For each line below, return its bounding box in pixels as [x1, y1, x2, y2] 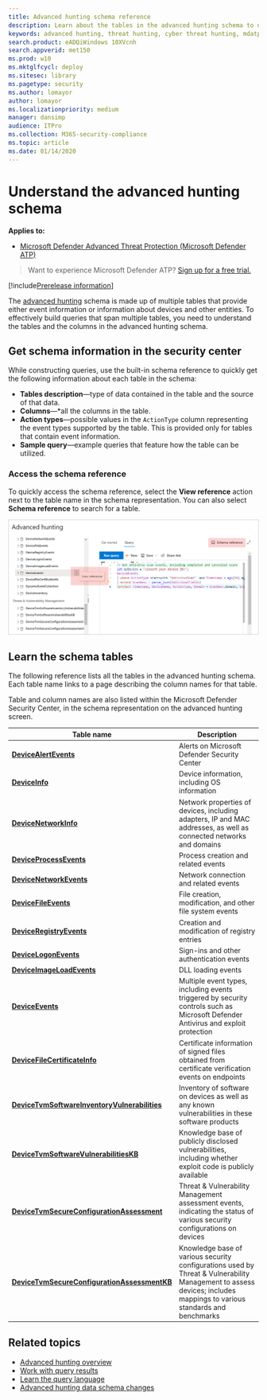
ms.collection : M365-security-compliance [8, 131, 148, 139]
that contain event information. [19, 432, 121, 441]
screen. [8, 712, 33, 722]
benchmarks [178, 1311, 220, 1320]
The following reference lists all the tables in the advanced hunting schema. [8, 671, 256, 681]
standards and [178, 1302, 226, 1312]
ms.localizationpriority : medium [8, 105, 119, 113]
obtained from [178, 1055, 226, 1065]
